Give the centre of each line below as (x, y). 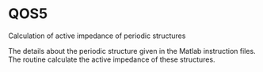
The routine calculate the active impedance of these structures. (112, 59)
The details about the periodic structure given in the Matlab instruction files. (132, 51)
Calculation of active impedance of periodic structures (97, 36)
